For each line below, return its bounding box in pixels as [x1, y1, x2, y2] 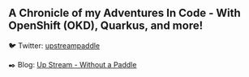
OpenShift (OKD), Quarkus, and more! [8, 19, 204, 33]
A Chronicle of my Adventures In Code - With [8, 6, 241, 20]
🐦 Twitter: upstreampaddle [8, 40, 101, 51]
